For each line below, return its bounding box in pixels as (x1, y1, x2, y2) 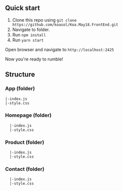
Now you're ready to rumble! (5, 56, 63, 62)
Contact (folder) (5, 166, 45, 173)
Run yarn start (12, 37, 44, 43)
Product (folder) (5, 139, 44, 146)
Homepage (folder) (5, 112, 52, 119)
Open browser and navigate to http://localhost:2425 (5, 46, 114, 52)
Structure (5, 70, 35, 79)
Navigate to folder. (12, 27, 50, 32)
